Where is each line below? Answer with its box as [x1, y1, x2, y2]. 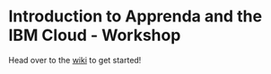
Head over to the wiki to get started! [8, 54, 142, 65]
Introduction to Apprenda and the [8, 6, 262, 27]
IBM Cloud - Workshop [8, 25, 181, 45]
